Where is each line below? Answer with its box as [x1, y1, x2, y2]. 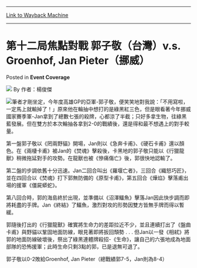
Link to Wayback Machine [6, 12, 69, 18]
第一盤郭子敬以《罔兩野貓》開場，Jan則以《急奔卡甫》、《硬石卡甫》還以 [6, 140, 180, 147]
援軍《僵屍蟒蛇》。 [16, 181, 60, 188]
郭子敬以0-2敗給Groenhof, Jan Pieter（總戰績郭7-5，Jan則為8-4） [6, 255, 168, 262]
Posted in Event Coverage [6, 74, 70, 81]
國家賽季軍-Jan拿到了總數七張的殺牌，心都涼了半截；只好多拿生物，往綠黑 [6, 112, 187, 120]
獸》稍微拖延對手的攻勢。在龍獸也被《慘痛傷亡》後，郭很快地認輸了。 [6, 154, 176, 162]
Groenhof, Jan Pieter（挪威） [6, 54, 150, 67]
